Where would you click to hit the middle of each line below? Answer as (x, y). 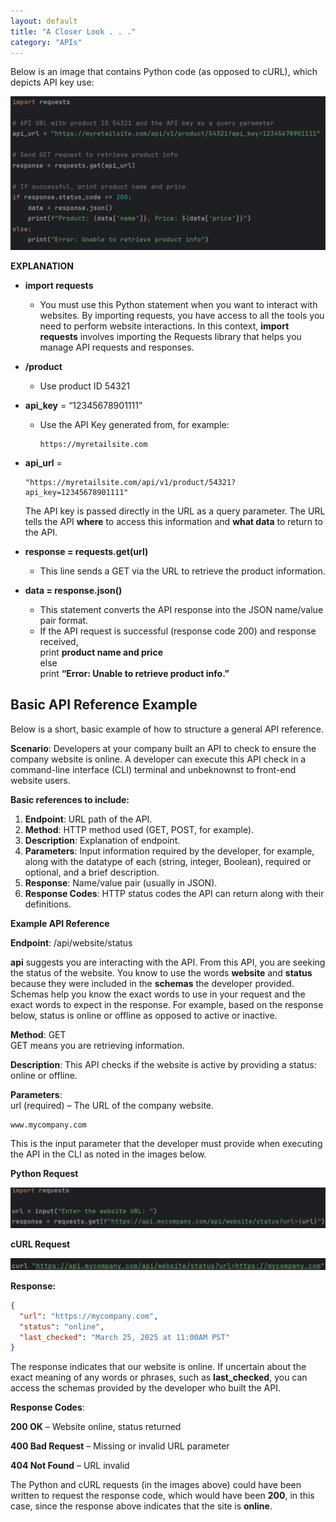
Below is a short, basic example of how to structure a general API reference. (167, 729)
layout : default (44, 21)
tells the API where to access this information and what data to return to (173, 521)
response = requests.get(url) (86, 551)
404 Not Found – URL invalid (70, 1466)
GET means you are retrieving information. (97, 1045)
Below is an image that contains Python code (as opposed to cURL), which (164, 72)
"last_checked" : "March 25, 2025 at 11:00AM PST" (124, 1337)
